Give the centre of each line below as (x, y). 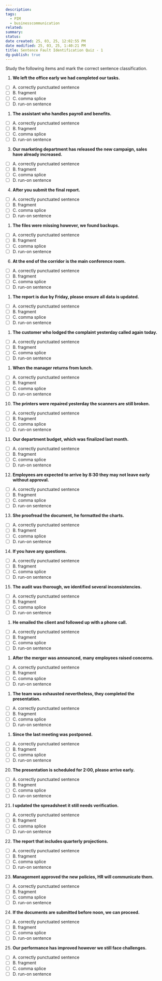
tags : (11, 14)
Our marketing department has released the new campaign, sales (80, 149)
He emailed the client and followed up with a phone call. (70, 622)
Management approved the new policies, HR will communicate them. (83, 877)
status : (13, 37)
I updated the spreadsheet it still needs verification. (66, 806)
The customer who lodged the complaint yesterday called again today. (85, 332)
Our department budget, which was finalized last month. (70, 439)
